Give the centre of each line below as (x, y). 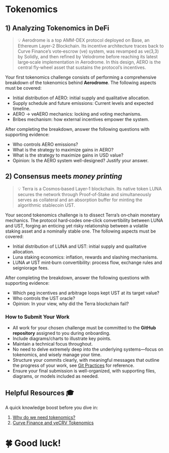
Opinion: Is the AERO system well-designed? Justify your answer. (80, 160)
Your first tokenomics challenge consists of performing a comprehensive (81, 77)
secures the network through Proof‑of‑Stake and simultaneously (84, 194)
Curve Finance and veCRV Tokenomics (53, 423)
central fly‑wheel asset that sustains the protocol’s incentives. (82, 67)
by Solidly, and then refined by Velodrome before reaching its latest (88, 56)
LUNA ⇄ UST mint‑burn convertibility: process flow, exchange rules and (87, 262)
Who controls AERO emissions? (45, 144)
